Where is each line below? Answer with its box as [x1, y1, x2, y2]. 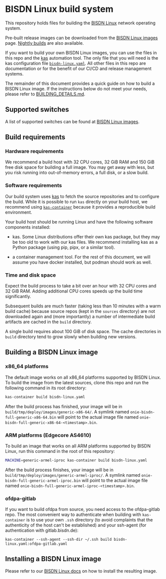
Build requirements [5, 133, 65, 142]
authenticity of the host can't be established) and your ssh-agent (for [5, 522, 147, 528]
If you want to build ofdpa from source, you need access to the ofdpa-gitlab [5, 507, 160, 512]
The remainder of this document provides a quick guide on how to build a [5, 80, 155, 86]
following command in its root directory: [5, 385, 87, 391]
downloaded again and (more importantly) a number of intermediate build [5, 314, 155, 320]
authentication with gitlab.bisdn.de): [5, 527, 78, 533]
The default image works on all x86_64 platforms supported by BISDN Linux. [5, 374, 161, 380]
